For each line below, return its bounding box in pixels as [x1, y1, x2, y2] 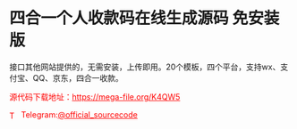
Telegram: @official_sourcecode [21, 109, 139, 120]
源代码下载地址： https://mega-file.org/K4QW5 [9, 91, 181, 102]
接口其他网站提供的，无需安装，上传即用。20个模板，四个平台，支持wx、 [9, 61, 281, 72]
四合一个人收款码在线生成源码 [9, 8, 230, 28]
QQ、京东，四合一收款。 [32, 72, 123, 83]
